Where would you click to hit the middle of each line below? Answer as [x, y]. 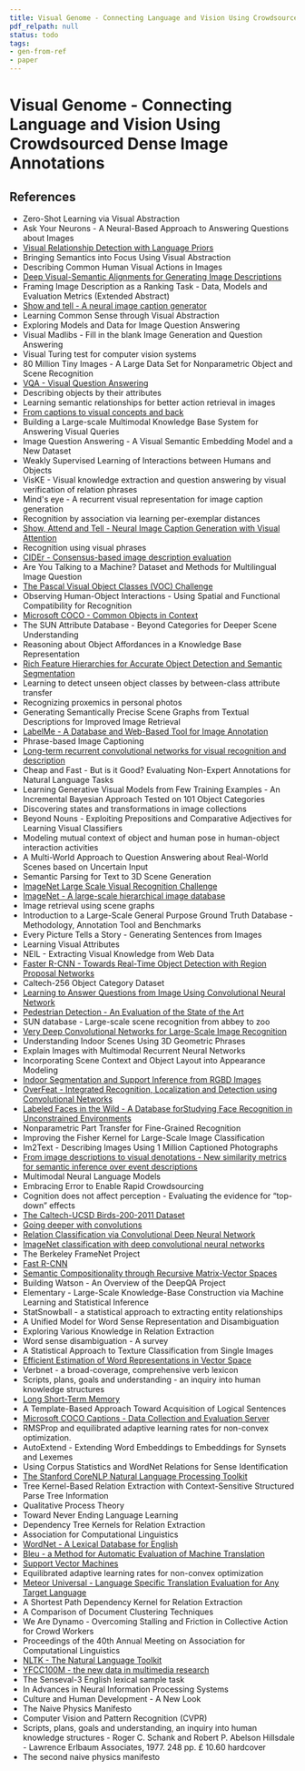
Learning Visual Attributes [71, 944]
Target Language [54, 1593]
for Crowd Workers [58, 1631]
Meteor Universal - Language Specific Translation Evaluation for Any [151, 1583]
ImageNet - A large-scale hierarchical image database [124, 896]
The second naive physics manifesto [91, 1757]
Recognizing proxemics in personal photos [102, 702]
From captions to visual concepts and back [103, 412]
